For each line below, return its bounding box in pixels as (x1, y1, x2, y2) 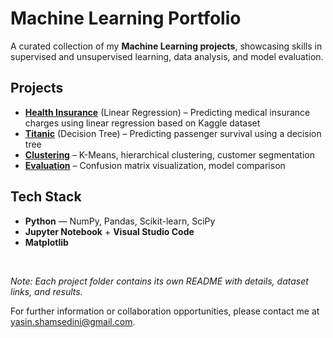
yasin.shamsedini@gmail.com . (10, 315, 136, 327)
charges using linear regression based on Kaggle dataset (24, 117, 261, 129)
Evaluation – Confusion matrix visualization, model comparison (24, 159, 286, 171)
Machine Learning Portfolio (10, 7, 242, 30)
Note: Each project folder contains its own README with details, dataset (10, 275, 309, 287)
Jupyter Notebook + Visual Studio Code (24, 225, 195, 237)
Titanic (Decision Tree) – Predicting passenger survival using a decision (24, 127, 322, 139)
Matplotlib (24, 236, 69, 248)
